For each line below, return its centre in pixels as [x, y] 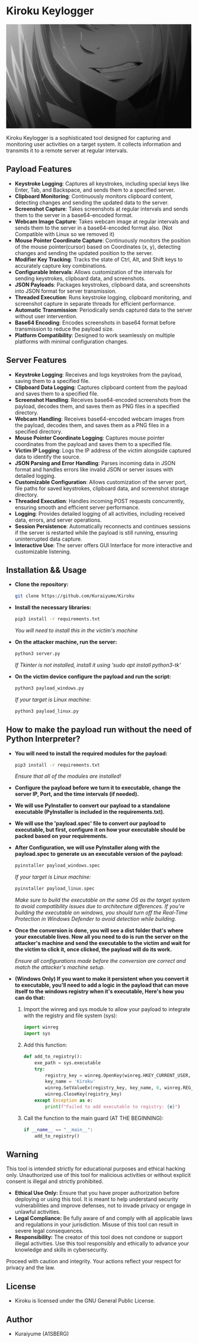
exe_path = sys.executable [68, 1063]
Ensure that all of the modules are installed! [68, 776]
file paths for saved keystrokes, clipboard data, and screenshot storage [102, 488]
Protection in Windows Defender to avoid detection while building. [95, 919]
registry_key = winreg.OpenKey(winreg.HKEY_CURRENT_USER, [118, 1075]
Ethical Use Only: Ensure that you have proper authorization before [97, 1193]
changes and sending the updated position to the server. [84, 253]
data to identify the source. [48, 457]
